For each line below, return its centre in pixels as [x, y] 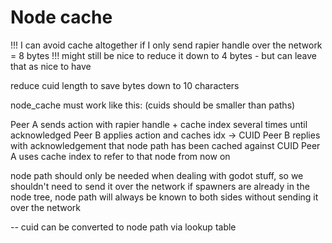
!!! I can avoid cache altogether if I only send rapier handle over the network [166, 45]
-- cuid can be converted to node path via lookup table [123, 227]
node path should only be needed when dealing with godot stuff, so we [157, 175]
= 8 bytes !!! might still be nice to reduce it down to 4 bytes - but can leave [163, 55]
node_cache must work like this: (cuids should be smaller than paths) [153, 105]
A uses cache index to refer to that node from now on [120, 156]
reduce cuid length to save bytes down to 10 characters [125, 85]
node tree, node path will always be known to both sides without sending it [164, 197]
